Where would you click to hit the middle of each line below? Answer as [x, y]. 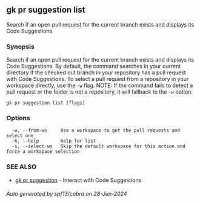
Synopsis [20, 47]
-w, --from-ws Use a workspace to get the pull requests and [96, 130]
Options [18, 118]
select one [20, 136]
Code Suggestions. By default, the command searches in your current [93, 66]
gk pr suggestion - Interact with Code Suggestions [78, 180]
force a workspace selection [43, 152]
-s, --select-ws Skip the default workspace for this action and [99, 147]
